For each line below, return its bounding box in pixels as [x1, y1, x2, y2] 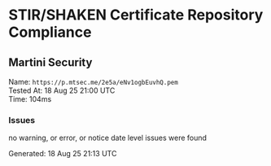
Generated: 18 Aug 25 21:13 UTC [8, 149, 117, 159]
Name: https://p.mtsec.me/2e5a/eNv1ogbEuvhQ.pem [8, 77, 179, 86]
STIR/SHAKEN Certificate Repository [8, 6, 264, 24]
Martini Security [8, 55, 93, 69]
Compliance [8, 23, 92, 41]
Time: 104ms [8, 94, 52, 103]
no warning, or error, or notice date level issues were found [8, 133, 208, 143]
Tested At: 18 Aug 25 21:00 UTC [8, 85, 116, 95]
